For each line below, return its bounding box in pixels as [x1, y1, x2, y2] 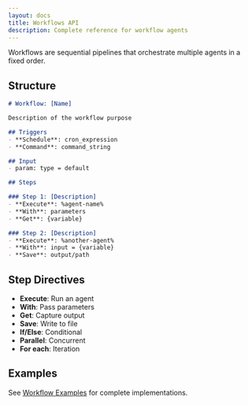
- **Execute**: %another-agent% [8, 236, 114, 244]
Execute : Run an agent [19, 294, 94, 303]
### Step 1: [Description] [8, 193, 97, 201]
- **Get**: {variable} [8, 214, 83, 223]
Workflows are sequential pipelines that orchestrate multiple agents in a [8, 48, 241, 58]
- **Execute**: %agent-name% [8, 200, 104, 209]
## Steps [8, 179, 37, 187]
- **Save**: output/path [8, 251, 90, 259]
